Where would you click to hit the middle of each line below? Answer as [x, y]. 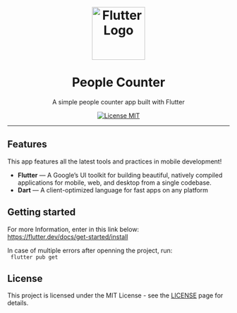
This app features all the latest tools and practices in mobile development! [115, 161]
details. [18, 303]
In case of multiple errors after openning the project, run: [90, 250]
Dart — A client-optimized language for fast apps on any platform [113, 190]
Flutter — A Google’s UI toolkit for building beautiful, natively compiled [120, 175]
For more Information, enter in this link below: [73, 229]
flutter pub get [34, 257]
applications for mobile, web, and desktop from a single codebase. [114, 183]
